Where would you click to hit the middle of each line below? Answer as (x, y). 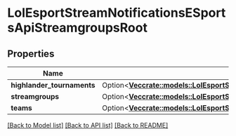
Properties (31, 54)
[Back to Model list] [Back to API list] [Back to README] (88, 125)
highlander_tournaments (53, 85)
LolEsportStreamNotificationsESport (117, 13)
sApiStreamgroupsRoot (77, 28)
